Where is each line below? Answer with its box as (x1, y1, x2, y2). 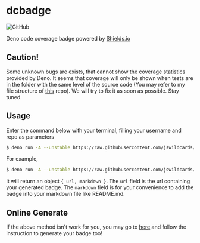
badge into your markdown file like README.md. (6, 190, 125, 198)
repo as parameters (6, 133, 55, 140)
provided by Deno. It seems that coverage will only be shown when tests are (6, 74, 193, 81)
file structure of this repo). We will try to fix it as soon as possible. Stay (6, 87, 180, 94)
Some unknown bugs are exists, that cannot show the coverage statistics (6, 68, 186, 75)
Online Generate (6, 207, 68, 218)
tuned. (6, 93, 22, 100)
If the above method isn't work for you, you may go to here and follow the (6, 223, 186, 230)
